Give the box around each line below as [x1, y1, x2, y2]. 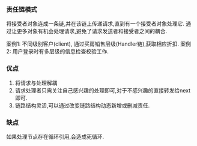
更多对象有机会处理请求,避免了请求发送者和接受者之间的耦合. [16, 28, 168, 35]
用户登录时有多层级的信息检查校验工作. [12, 48, 109, 55]
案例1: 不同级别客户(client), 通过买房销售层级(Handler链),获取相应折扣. [6, 40, 179, 47]
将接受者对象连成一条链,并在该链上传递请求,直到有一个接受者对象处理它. [6, 20, 185, 28]
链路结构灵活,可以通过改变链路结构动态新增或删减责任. [14, 102, 150, 109]
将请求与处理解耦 [14, 79, 58, 87]
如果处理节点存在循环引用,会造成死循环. [6, 133, 105, 140]
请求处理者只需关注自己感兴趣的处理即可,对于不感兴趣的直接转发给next [14, 87, 191, 94]
